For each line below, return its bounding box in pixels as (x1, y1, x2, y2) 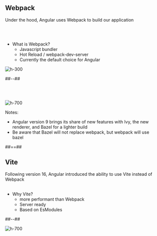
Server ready (19, 201, 46, 207)
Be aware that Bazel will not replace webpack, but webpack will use (12, 129, 150, 135)
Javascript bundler (19, 46, 58, 52)
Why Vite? (12, 191, 33, 197)
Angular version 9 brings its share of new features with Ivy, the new (12, 118, 149, 124)
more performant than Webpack (19, 196, 85, 202)
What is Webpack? (12, 41, 51, 47)
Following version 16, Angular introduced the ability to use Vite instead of (5, 171, 153, 177)
